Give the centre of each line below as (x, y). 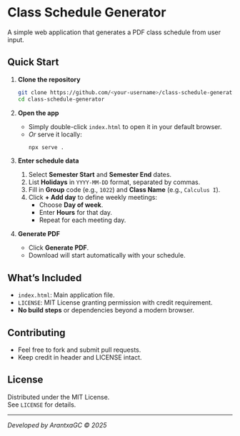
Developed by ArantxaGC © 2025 (57, 425)
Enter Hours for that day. (76, 213)
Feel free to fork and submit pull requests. (79, 350)
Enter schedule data (48, 161)
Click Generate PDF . (59, 248)
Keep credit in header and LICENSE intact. (80, 357)
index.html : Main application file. (66, 295)
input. (16, 39)
